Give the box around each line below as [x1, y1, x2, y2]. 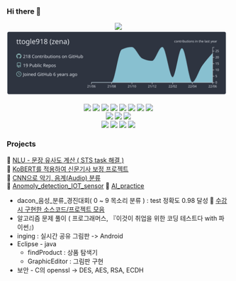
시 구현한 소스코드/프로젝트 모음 [16, 205, 105, 214]
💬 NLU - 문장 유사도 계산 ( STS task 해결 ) [6, 156, 125, 165]
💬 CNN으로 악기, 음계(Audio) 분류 [6, 174, 101, 182]
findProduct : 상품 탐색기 [27, 248, 99, 257]
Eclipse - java [16, 240, 57, 248]
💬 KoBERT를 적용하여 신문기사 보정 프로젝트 [6, 165, 129, 173]
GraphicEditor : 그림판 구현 [27, 257, 104, 265]
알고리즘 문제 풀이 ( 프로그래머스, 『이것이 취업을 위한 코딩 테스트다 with [16, 214, 218, 223]
